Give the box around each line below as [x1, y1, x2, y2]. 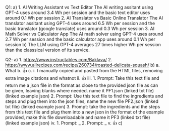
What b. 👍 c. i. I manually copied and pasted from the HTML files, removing [5, 68, 163, 73]
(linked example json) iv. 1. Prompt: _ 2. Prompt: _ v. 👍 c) [5, 120, 123, 126]
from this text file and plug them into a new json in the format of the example [5, 109, 164, 115]
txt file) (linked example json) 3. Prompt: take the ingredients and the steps [5, 104, 160, 109]
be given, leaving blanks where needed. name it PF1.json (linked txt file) [5, 88, 154, 93]
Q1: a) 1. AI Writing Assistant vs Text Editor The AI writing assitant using [5, 5, 153, 10]
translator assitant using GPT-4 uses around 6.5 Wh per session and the [5, 20, 155, 26]
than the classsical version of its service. [5, 47, 90, 53]
